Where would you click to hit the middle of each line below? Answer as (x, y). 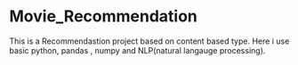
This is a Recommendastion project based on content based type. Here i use (149, 41)
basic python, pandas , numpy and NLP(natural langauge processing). (137, 50)
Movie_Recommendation (104, 16)
